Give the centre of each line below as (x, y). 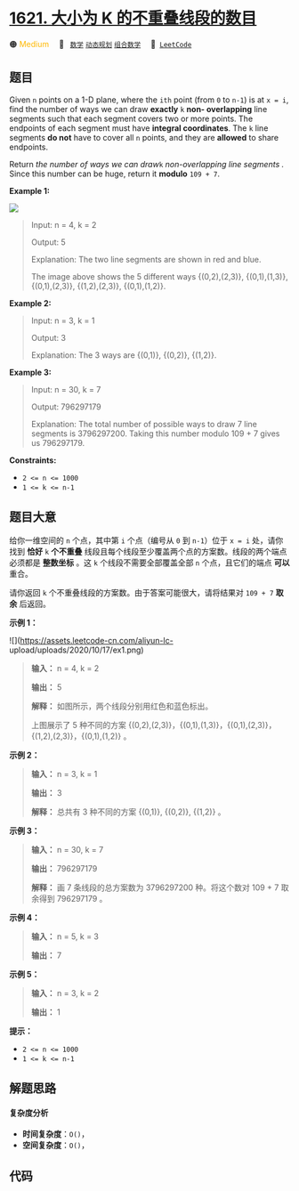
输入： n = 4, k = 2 (65, 668)
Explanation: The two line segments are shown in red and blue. (146, 259)
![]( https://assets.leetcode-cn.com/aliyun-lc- (91, 640)
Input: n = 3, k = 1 (63, 320)
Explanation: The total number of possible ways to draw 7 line (144, 424)
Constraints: (33, 460)
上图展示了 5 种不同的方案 (78, 725)
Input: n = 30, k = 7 (66, 389)
